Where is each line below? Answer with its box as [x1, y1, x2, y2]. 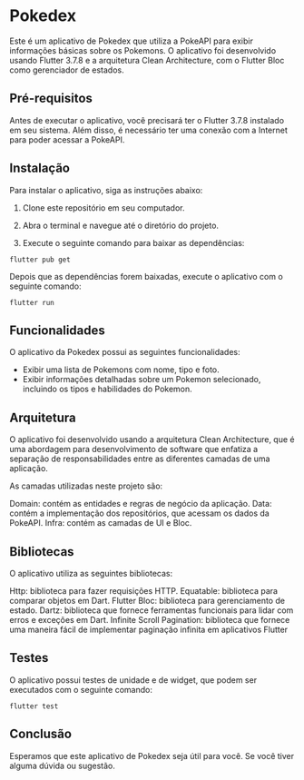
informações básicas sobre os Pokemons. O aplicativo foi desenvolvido [9, 44, 277, 55]
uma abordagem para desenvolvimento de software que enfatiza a [9, 444, 259, 455]
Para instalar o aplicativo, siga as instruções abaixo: [9, 184, 203, 195]
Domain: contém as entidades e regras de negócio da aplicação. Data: [9, 499, 272, 509]
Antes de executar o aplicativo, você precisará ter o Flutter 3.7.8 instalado [9, 114, 284, 125]
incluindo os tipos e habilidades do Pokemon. [22, 383, 192, 395]
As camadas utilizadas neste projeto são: [9, 480, 163, 491]
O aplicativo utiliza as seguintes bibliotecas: [9, 568, 173, 578]
